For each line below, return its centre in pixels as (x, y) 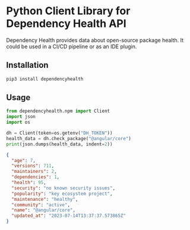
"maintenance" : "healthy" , (45, 199)
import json (21, 117)
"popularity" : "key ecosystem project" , (62, 194)
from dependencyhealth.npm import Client (58, 111)
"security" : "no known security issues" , (64, 188)
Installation (27, 65)
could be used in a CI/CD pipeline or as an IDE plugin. (72, 46)
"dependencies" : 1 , (36, 177)
